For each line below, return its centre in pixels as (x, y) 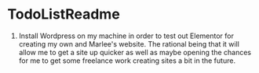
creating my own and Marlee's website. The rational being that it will (129, 43)
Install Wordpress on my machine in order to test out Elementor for (126, 36)
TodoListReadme (64, 14)
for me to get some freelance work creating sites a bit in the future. (127, 61)
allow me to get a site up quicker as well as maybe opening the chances (135, 52)
